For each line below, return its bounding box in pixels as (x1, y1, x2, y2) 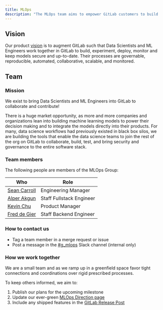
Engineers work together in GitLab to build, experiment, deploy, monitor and (5, 48, 158, 54)
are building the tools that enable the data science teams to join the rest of (5, 134, 155, 139)
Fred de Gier (7, 211, 36, 218)
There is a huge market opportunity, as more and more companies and (5, 113, 147, 119)
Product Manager (41, 203, 81, 210)
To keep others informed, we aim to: (5, 279, 78, 286)
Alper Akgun (7, 195, 36, 202)
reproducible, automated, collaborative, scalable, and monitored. (5, 58, 135, 64)
